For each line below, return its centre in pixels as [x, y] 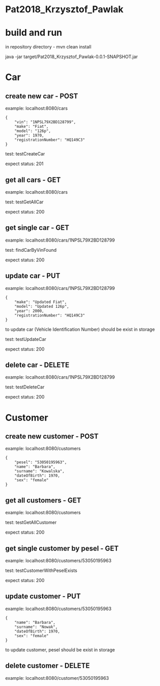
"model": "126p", [33, 131]
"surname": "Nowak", [36, 627]
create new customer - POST [52, 436]
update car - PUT [33, 276]
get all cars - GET [33, 180]
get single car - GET [37, 228]
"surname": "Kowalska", [40, 471]
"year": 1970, [29, 136]
